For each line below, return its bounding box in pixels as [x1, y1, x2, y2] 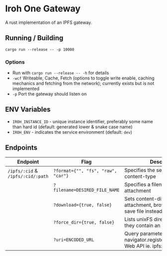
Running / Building [5, 34, 64, 42]
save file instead [124, 207, 163, 214]
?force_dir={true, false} [53, 219, 115, 225]
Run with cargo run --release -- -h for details [12, 70, 109, 76]
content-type [124, 172, 157, 179]
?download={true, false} [53, 202, 112, 208]
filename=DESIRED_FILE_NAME [53, 187, 120, 193]
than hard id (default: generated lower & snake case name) [12, 124, 133, 130]
